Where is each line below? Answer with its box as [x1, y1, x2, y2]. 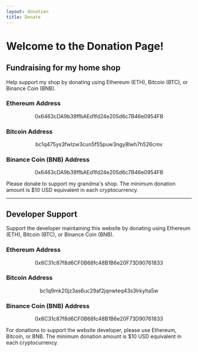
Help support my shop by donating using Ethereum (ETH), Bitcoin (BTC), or [6, 78, 189, 85]
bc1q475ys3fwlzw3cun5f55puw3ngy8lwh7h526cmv [35, 141, 163, 148]
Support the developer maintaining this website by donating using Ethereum [6, 225, 190, 232]
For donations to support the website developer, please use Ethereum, [6, 327, 177, 334]
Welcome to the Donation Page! [6, 39, 164, 53]
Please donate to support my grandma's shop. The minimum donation [6, 180, 176, 187]
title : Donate [6, 14, 41, 20]
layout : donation [6, 8, 49, 15]
